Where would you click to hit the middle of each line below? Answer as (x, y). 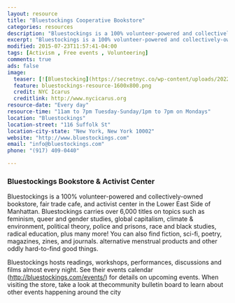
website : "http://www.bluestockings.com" (69, 137)
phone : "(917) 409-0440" (43, 151)
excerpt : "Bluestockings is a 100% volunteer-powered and (93, 40)
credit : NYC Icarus (42, 92)
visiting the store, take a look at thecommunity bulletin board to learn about (115, 285)
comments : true (29, 60)
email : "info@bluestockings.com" (56, 144)
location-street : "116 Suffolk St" (59, 124)
